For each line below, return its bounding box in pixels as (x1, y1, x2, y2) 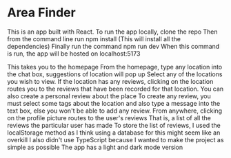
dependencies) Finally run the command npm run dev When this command (7, 42, 220, 50)
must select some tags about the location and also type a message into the (7, 99, 221, 107)
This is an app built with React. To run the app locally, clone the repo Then (7, 27, 219, 36)
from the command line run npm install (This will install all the (7, 34, 181, 43)
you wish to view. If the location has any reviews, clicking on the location (7, 77, 214, 85)
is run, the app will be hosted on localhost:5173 (7, 49, 141, 58)
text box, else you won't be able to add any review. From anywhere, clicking (7, 106, 223, 115)
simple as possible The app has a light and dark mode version (7, 143, 183, 151)
